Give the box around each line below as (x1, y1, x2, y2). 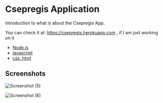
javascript (12, 50, 33, 56)
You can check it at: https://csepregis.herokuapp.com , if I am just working (5, 29, 159, 35)
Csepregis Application (5, 3, 100, 15)
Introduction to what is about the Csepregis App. (5, 20, 105, 26)
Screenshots (5, 70, 46, 78)
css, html (12, 55, 31, 61)
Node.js (12, 44, 29, 50)
